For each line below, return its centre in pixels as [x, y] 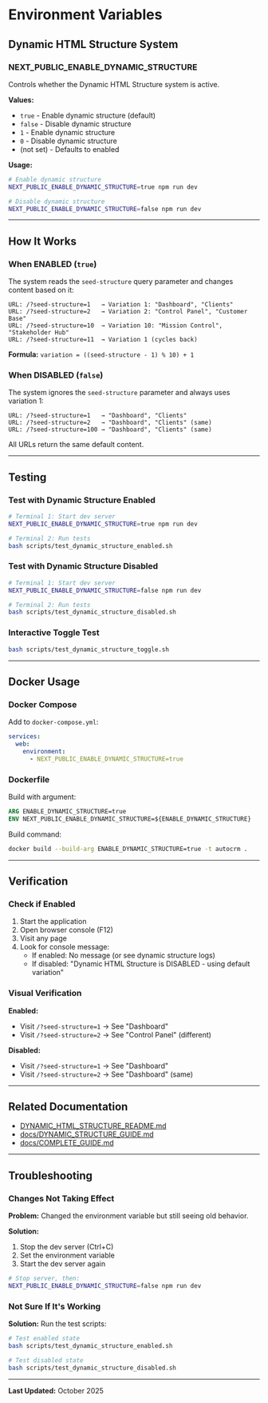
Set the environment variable [67, 1255]
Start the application [53, 921]
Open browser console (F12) [67, 930]
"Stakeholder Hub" [39, 333]
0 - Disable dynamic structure [68, 141]
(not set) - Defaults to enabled [69, 149]
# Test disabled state [46, 1360]
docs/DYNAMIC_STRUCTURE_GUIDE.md [87, 1134]
